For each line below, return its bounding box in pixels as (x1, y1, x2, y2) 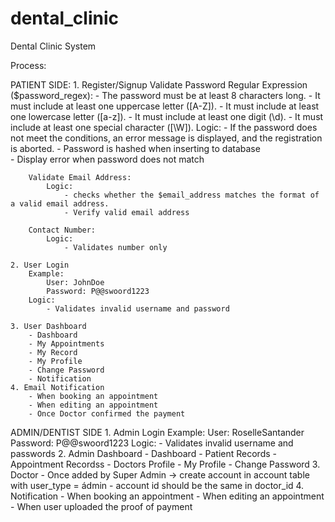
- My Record (28, 347, 78, 357)
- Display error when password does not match (10, 153, 205, 165)
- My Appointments (28, 338, 105, 349)
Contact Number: (28, 225, 97, 235)
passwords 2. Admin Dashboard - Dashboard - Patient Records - (10, 447, 277, 459)
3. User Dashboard (10, 321, 87, 331)
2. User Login (10, 260, 70, 270)
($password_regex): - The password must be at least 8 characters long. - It (10, 89, 321, 101)
